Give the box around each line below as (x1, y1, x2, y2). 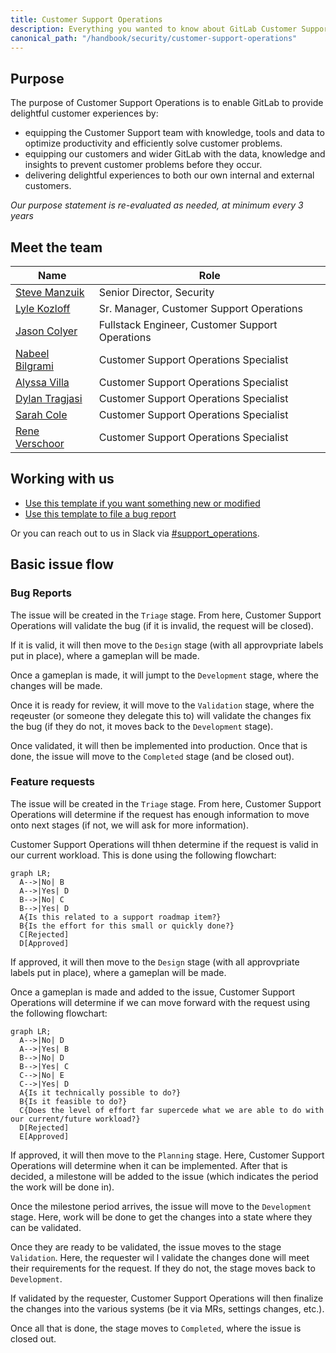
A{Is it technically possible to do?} (19, 1087, 182, 1098)
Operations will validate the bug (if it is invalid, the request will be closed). (10, 619, 314, 631)
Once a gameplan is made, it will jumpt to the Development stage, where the (10, 669, 319, 681)
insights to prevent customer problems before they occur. (24, 159, 263, 171)
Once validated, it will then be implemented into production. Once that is (10, 739, 308, 751)
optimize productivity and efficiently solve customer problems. (24, 137, 283, 150)
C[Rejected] (19, 929, 70, 940)
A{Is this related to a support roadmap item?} (19, 912, 222, 922)
